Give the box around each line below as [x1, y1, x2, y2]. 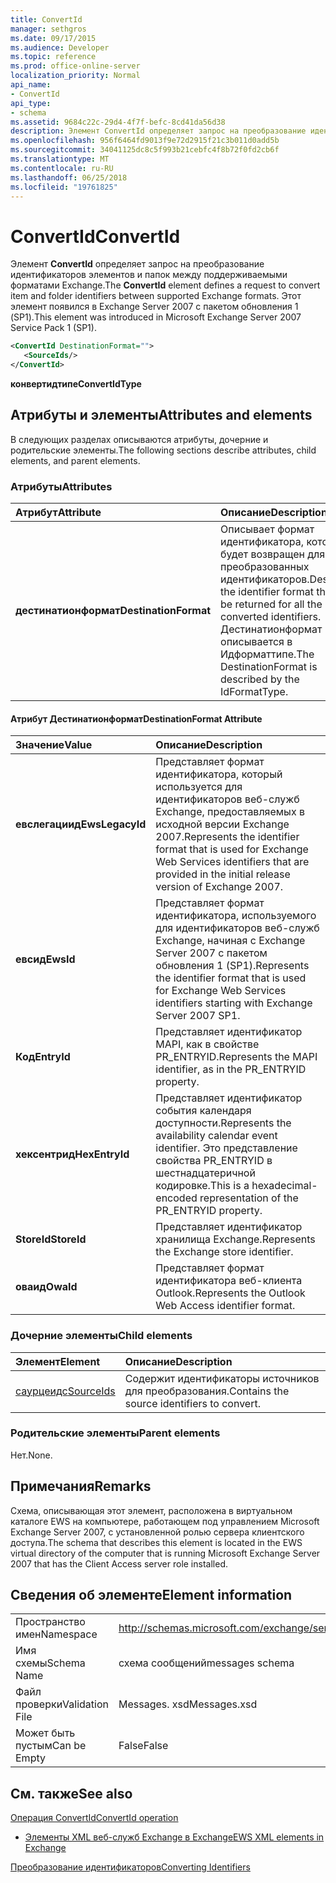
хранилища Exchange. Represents [155, 1232, 316, 1246]
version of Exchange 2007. [155, 880, 284, 894]
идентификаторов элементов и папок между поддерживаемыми [10, 269, 288, 281]
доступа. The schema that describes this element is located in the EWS [10, 1536, 303, 1548]
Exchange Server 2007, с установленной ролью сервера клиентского [10, 1526, 305, 1538]
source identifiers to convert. [124, 1396, 261, 1410]
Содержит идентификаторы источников [124, 1371, 320, 1385]
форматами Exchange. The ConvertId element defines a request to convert [10, 279, 321, 291]
